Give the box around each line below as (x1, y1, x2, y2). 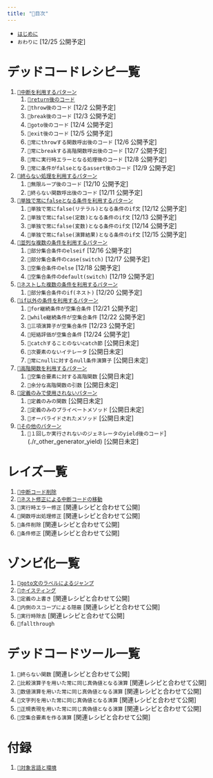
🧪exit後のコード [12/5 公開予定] (27, 129, 113, 137)
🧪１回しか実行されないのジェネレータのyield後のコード (27, 430, 165, 437)
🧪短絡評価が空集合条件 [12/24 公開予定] (27, 330, 130, 338)
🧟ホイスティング (17, 587, 57, 595)
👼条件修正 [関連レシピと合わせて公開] (17, 528, 120, 537)
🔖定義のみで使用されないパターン (17, 389, 98, 396)
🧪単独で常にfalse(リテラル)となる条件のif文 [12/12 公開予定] (27, 204, 187, 212)
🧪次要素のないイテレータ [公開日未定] (27, 347, 124, 355)
